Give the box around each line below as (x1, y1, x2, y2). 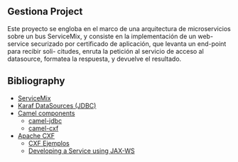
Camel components (17, 109, 75, 117)
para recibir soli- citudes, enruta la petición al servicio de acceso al (7, 47, 204, 55)
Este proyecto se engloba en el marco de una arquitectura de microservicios (7, 24, 231, 33)
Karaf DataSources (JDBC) (17, 101, 97, 110)
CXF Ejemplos (28, 139, 70, 147)
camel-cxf (28, 124, 59, 132)
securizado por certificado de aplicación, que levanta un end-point (31, 39, 227, 48)
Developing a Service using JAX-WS (28, 146, 135, 155)
